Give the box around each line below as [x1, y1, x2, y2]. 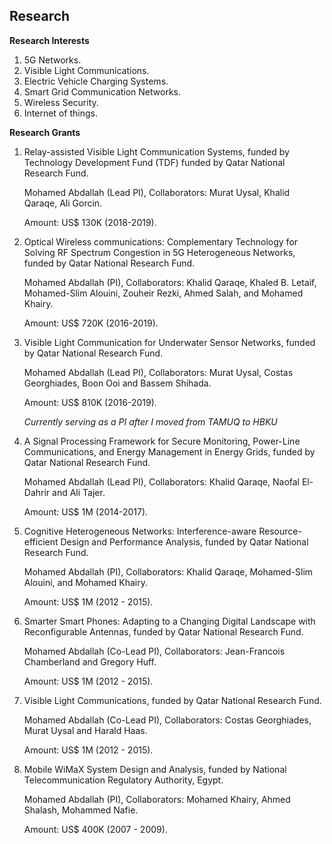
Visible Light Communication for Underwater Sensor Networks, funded [23, 336, 316, 348]
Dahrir [23, 486, 51, 498]
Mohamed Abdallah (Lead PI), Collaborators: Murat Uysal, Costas [23, 366, 294, 378]
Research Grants [9, 126, 81, 138]
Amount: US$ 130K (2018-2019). [23, 216, 157, 228]
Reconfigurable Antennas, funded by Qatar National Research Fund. [23, 625, 304, 638]
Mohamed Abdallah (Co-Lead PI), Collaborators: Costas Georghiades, [23, 714, 312, 726]
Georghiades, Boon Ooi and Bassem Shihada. [23, 377, 212, 389]
